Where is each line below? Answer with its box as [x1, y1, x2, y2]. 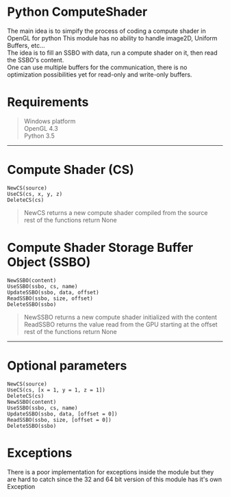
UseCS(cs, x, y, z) [7, 190, 63, 197]
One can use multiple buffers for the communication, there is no [7, 63, 188, 71]
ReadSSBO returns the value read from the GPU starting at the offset [23, 320, 218, 329]
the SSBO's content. [7, 55, 64, 64]
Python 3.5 [23, 131, 55, 140]
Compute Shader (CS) [7, 162, 135, 178]
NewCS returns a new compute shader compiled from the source [23, 208, 208, 216]
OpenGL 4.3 [23, 124, 58, 132]
